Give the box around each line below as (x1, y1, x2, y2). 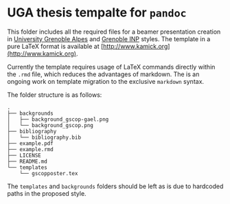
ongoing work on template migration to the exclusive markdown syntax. (7, 77, 205, 85)
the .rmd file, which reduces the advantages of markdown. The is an (7, 70, 200, 78)
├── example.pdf (7, 139, 54, 147)
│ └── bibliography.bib (7, 134, 81, 141)
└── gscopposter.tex (19, 170, 78, 177)
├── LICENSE (7, 152, 41, 159)
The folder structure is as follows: (7, 91, 102, 99)
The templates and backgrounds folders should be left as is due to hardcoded (7, 182, 224, 190)
